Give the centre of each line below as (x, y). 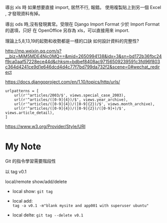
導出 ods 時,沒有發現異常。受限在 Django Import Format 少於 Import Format (83, 24)
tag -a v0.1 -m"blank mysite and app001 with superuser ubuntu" (81, 206)
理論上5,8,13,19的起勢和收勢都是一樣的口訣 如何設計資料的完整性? (72, 41)
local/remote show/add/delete (36, 182)
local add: (22, 201)
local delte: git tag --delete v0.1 (48, 215)
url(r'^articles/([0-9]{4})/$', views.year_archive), (71, 100)
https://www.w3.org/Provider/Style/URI (45, 126)
